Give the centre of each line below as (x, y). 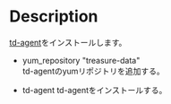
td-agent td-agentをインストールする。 (94, 90)
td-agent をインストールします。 (68, 42)
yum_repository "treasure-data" (81, 60)
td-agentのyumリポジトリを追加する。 (94, 71)
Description (54, 17)
